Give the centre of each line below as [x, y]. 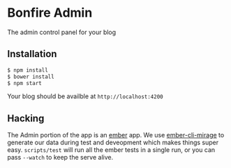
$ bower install [31, 77]
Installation [32, 54]
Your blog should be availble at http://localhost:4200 [85, 96]
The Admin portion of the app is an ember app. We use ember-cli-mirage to [116, 135]
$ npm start [24, 83]
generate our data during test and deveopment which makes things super [113, 143]
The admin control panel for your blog [62, 32]
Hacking [26, 118]
